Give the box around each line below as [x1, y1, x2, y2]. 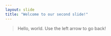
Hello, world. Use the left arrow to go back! [17, 25, 106, 31]
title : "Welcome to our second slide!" [5, 12, 88, 17]
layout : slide [5, 7, 35, 12]
